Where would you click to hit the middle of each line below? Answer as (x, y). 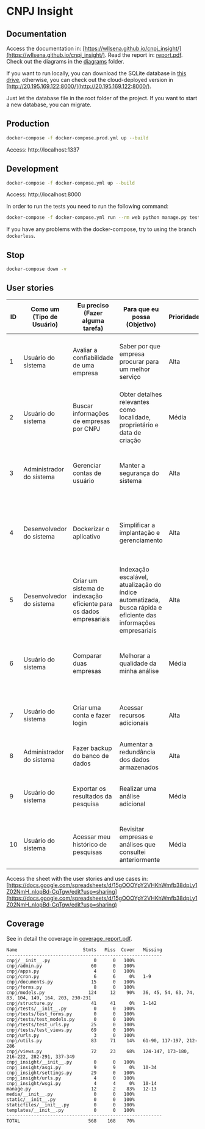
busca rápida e (141, 608)
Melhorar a (135, 655)
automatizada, (140, 600)
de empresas (92, 421)
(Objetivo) (141, 324)
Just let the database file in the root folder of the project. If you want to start (102, 98)
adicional (132, 804)
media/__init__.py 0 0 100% (71, 1094)
